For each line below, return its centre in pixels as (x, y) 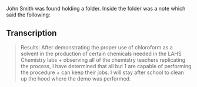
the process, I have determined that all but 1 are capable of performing (106, 66)
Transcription (31, 33)
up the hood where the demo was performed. (76, 78)
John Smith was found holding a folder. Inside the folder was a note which (96, 9)
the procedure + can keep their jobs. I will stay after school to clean (102, 72)
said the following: (28, 15)
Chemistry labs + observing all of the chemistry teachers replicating (103, 60)
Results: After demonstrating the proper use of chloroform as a (97, 47)
